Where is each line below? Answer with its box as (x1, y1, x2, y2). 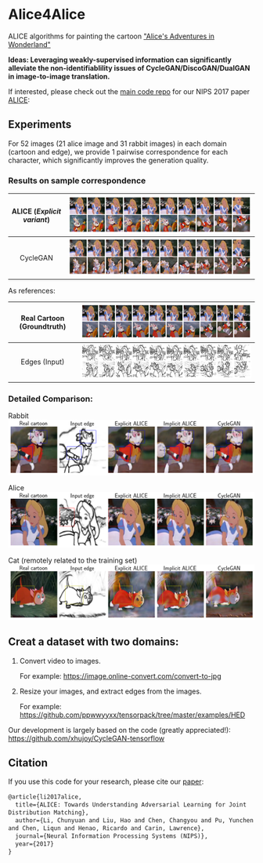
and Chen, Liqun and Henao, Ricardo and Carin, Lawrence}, (8, 825, 205, 832)
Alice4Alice (8, 5, 86, 24)
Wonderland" (8, 39, 51, 49)
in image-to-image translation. (8, 71, 110, 81)
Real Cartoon (20, 313, 65, 322)
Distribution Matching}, (8, 809, 89, 817)
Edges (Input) (20, 357, 65, 366)
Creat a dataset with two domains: (8, 635, 179, 649)
